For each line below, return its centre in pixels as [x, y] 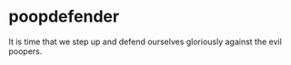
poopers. [25, 51]
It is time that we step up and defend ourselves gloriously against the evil [145, 42]
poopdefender [64, 17]
